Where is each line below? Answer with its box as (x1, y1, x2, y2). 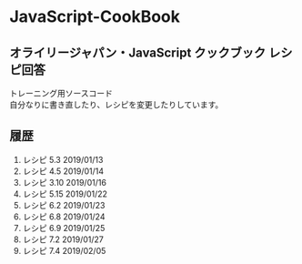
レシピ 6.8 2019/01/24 (22, 211, 106, 222)
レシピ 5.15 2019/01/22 (22, 188, 107, 199)
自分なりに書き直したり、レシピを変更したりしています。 (9, 99, 224, 110)
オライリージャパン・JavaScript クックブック (9, 45, 267, 60)
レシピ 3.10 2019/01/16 (22, 177, 107, 188)
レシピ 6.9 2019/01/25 (22, 222, 106, 233)
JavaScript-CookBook (9, 6, 180, 27)
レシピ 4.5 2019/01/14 (22, 166, 105, 177)
